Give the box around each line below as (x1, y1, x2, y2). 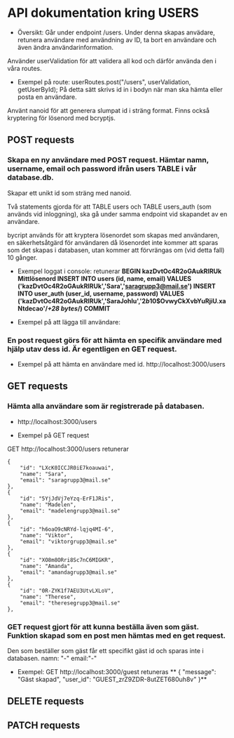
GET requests (7, 381, 68, 393)
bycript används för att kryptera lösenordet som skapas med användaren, (7, 230, 220, 239)
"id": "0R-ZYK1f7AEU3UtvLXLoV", (20, 587, 114, 594)
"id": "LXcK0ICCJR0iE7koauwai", (20, 464, 114, 471)
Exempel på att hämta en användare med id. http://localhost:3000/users (17, 360, 226, 368)
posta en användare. (17, 93, 77, 101)
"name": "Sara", (20, 470, 68, 477)
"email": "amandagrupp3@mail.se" (20, 569, 118, 576)
